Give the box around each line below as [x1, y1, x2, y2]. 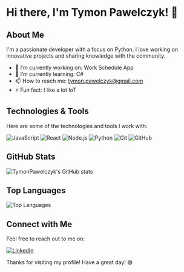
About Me [6, 30, 44, 40]
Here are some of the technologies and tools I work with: [6, 122, 148, 129]
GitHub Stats [6, 152, 56, 162]
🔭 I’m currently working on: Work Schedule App [15, 64, 134, 71]
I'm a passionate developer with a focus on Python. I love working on [6, 46, 179, 53]
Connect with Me [6, 219, 73, 229]
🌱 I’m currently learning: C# [15, 70, 84, 78]
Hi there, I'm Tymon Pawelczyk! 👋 [6, 5, 179, 19]
